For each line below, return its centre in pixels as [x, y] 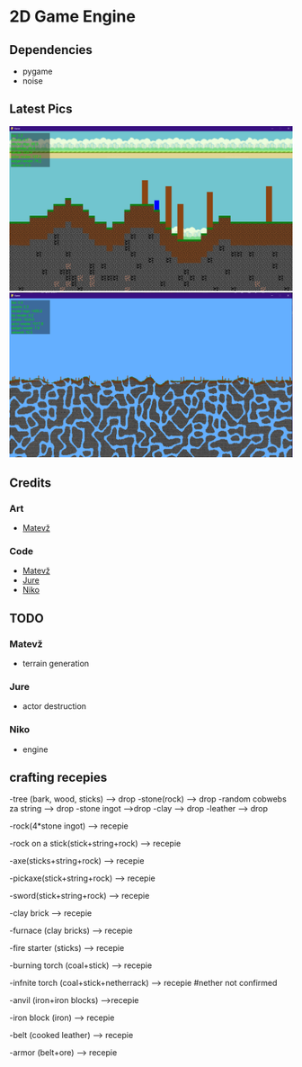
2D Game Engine [73, 17]
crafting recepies [58, 777]
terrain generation [56, 663]
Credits [31, 483]
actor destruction [54, 706]
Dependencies [51, 50]
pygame [37, 71]
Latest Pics [41, 109]
